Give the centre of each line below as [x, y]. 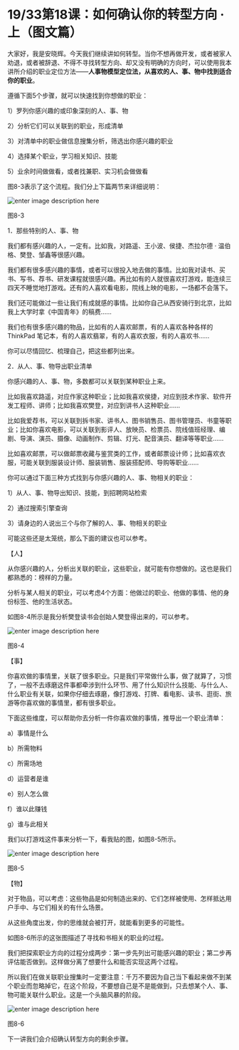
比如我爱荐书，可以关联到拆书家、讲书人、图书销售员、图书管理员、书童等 [116, 420]
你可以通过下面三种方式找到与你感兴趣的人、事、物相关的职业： [101, 477]
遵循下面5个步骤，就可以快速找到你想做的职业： [78, 95]
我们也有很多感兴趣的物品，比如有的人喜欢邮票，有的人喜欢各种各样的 [110, 327]
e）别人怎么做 [28, 793]
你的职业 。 [23, 80]
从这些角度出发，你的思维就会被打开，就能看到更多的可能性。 [98, 922]
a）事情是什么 [28, 733]
